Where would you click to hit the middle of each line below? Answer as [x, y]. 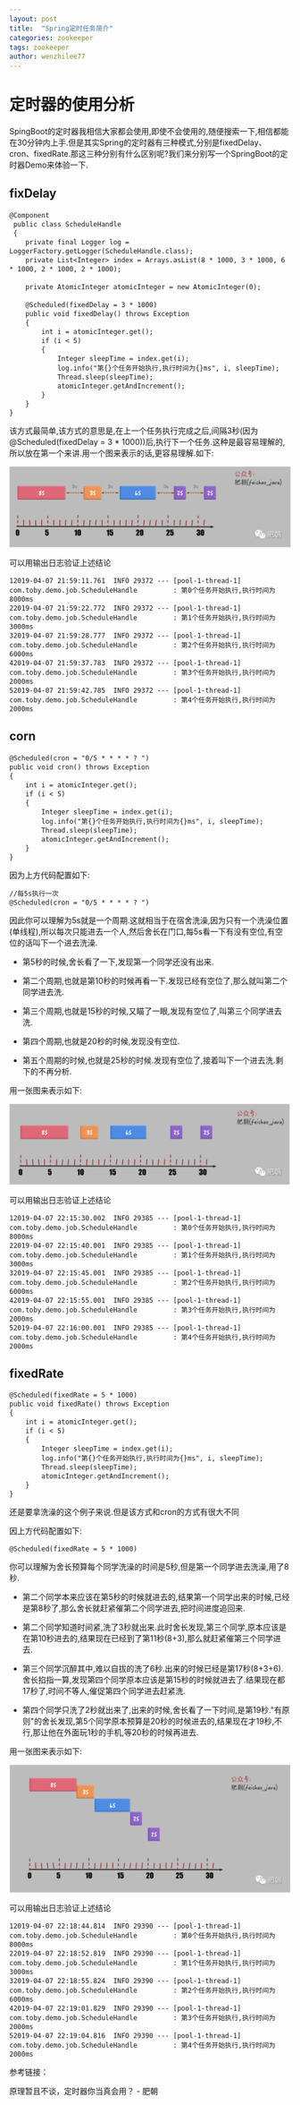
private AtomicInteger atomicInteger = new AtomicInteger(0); [143, 287]
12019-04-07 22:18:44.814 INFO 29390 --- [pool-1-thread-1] [125, 1926]
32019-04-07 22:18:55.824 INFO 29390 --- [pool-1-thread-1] [125, 1981]
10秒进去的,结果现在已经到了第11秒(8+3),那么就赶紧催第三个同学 [156, 1639]
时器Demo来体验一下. [49, 165]
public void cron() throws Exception [79, 767]
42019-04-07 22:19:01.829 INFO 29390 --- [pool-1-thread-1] [125, 2009]
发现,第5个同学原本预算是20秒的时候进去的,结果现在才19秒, [166, 1721]
